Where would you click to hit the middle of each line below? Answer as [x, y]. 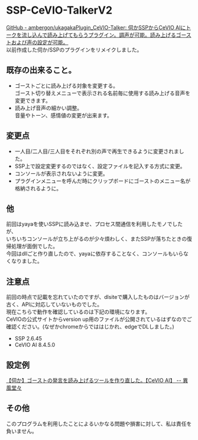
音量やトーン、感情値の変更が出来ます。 [63, 115]
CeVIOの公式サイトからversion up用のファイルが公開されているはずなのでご [99, 319]
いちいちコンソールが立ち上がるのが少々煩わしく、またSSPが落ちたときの [97, 239]
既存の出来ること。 [41, 70]
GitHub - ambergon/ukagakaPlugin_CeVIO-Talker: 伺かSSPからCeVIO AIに [96, 27]
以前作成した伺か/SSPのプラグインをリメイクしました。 [74, 50]
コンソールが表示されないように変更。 [61, 173]
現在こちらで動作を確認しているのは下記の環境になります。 [78, 312]
